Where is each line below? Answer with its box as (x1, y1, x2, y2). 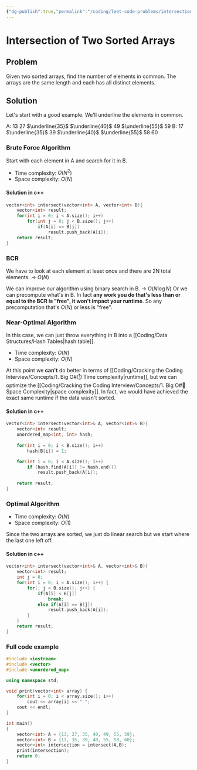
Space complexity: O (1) (14, 520, 72, 527)
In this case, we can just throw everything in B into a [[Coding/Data (6, 332, 168, 339)
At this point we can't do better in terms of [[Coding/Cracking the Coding (6, 367, 183, 374)
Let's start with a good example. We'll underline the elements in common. (6, 111, 184, 118)
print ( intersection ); (16, 748, 69, 754)
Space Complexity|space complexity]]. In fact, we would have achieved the (6, 388, 189, 395)
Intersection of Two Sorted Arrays (6, 33, 175, 47)
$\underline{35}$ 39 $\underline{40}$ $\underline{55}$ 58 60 (6, 129, 158, 136)
